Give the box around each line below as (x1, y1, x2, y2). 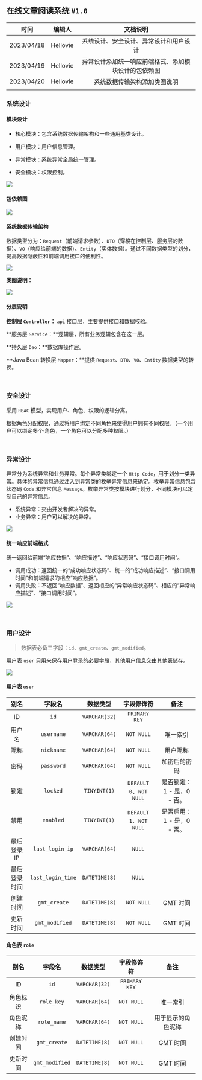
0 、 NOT (129, 787, 148, 795)
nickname (41, 746, 66, 753)
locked (44, 787, 63, 794)
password (41, 762, 66, 769)
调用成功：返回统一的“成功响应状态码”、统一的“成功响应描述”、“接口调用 (14, 567, 195, 574)
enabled (42, 817, 64, 823)
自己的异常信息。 (11, 493, 54, 500)
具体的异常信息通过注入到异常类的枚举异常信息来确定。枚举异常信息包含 (16, 478, 196, 485)
